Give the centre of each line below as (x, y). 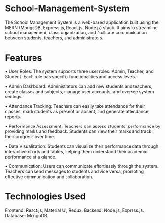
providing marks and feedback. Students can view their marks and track (78, 131)
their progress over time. (30, 136)
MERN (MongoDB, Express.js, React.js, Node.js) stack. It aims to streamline (81, 27)
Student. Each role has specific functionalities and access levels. (71, 76)
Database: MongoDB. (27, 215)
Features (24, 58)
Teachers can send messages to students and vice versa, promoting (75, 171)
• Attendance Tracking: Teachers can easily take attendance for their (75, 106)
